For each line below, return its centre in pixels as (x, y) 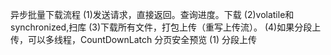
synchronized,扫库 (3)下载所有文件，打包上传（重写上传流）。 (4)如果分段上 (166, 27)
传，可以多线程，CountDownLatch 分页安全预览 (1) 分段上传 (133, 39)
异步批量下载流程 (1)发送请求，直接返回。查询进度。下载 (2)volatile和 (152, 14)
